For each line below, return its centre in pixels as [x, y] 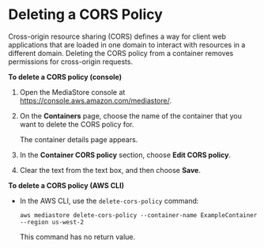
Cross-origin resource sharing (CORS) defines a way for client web [117, 36]
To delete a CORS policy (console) [65, 77]
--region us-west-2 [52, 222]
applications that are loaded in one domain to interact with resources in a [127, 44]
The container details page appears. [79, 139]
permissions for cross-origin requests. [70, 62]
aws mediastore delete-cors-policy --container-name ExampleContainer [138, 215]
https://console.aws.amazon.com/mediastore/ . [96, 100]
